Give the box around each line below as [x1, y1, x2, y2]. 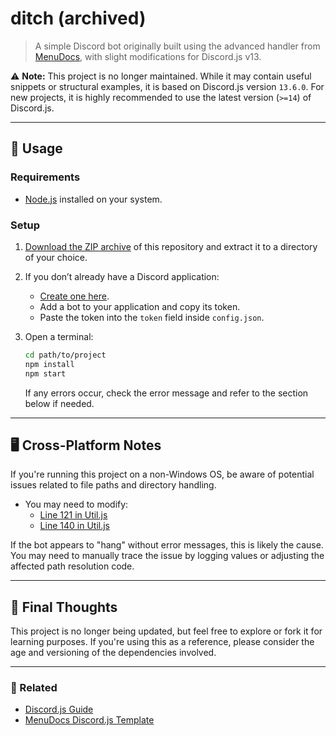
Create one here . [39, 290, 110, 302]
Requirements [10, 170, 81, 184]
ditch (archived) [10, 7, 147, 30]
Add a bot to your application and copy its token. [39, 300, 241, 312]
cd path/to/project [24, 350, 107, 360]
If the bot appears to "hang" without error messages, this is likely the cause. [10, 539, 324, 551]
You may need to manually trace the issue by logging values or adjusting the [10, 550, 325, 562]
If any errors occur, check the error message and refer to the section [24, 387, 309, 399]
